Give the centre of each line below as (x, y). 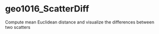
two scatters (18, 27)
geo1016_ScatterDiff (47, 9)
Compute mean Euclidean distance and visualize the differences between (80, 22)
